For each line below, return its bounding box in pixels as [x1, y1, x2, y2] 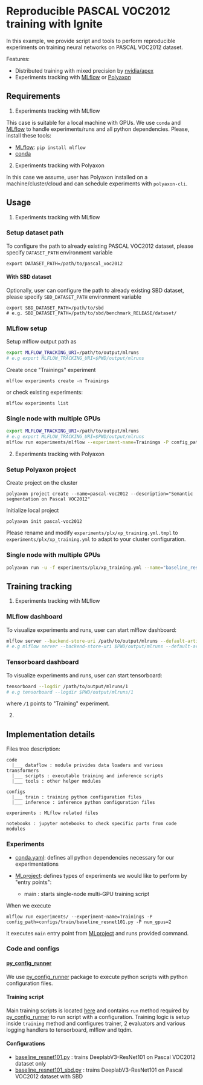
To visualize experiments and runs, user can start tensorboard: [6, 671, 163, 679]
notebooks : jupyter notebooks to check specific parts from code [6, 821, 177, 827]
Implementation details [6, 729, 95, 740]
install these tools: [6, 131, 51, 139]
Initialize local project [6, 507, 59, 514]
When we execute [6, 901, 51, 909]
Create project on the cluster [6, 479, 78, 486]
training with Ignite [6, 17, 103, 31]
